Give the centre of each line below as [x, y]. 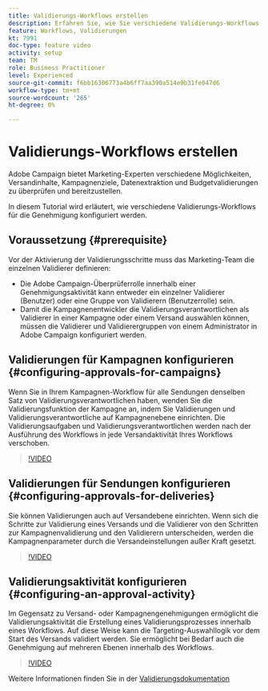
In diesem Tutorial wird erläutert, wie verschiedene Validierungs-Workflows [132, 207]
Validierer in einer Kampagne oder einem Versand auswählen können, [135, 317]
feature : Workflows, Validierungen [68, 30]
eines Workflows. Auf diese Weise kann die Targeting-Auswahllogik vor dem [134, 631]
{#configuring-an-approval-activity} [102, 594]
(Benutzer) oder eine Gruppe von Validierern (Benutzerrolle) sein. [127, 301]
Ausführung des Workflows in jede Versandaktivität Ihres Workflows [121, 434]
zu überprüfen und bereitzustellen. [65, 191]
